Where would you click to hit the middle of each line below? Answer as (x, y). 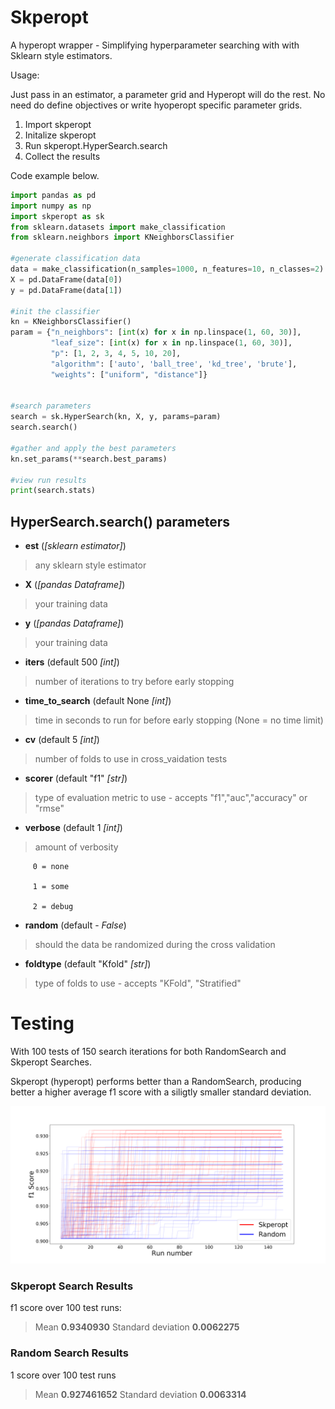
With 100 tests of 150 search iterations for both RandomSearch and (148, 1052)
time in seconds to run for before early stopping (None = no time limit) (179, 720)
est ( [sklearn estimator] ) (75, 546)
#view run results (48, 480)
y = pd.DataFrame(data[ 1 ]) (66, 290)
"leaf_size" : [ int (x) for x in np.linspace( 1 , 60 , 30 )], (171, 343)
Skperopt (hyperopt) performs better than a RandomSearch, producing (156, 1082)
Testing (42, 1023)
